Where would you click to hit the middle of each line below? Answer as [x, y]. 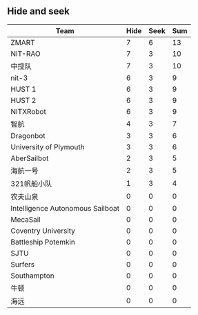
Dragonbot [28, 135]
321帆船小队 [31, 184]
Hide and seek [39, 11]
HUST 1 [23, 89]
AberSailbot [30, 158]
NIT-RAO [26, 53]
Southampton [32, 276]
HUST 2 [23, 100]
